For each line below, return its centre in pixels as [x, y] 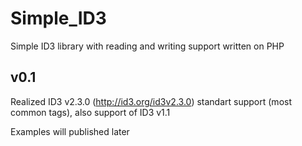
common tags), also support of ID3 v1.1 [90, 112]
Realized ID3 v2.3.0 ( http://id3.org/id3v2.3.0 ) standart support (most [151, 101]
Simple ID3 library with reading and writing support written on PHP [147, 46]
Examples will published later [70, 131]
